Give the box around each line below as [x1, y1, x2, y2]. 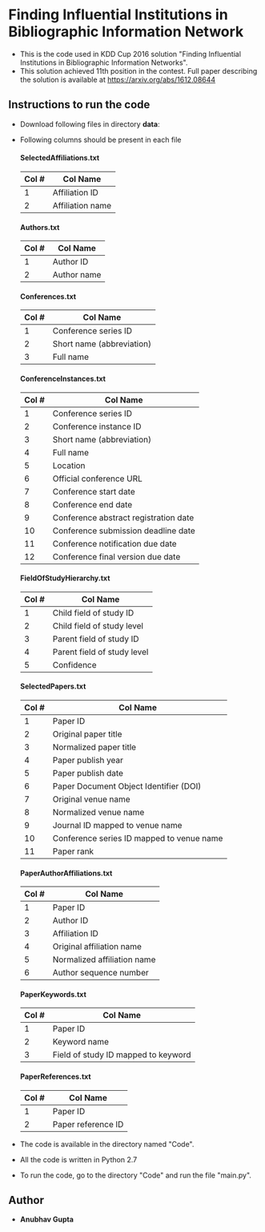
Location [52, 459, 86, 471]
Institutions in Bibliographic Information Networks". [19, 58, 188, 67]
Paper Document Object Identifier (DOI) [52, 780, 202, 791]
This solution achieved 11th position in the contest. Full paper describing [19, 66, 258, 75]
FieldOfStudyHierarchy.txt [19, 573, 110, 583]
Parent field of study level [52, 646, 149, 657]
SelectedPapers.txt [19, 681, 86, 691]
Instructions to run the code [8, 98, 151, 111]
